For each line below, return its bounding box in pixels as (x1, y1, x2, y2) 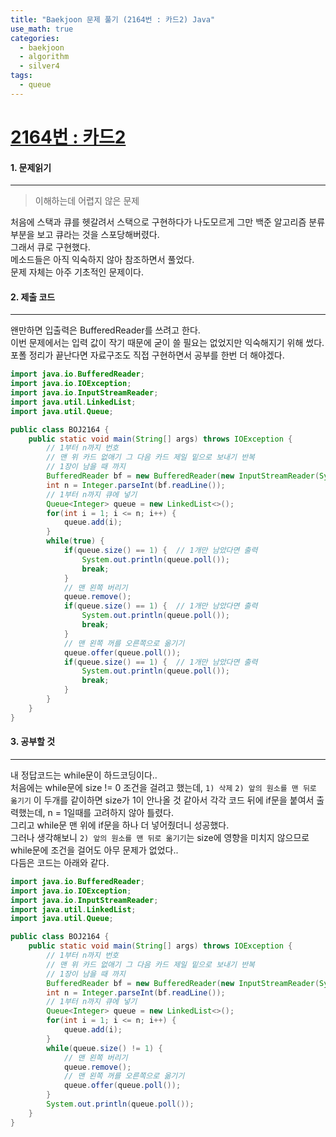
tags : (10, 71, 33, 81)
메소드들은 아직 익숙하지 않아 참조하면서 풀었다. (10, 254, 195, 266)
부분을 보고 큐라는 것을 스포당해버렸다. (10, 229, 160, 241)
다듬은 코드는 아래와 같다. (10, 856, 110, 868)
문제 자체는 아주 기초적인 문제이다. (10, 266, 144, 278)
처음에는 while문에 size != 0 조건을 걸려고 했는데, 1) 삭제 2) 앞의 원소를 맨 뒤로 (10, 781, 317, 793)
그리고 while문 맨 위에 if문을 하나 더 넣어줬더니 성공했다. (10, 819, 230, 831)
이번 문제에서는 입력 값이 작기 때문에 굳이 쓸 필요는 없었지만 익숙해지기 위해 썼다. (10, 337, 325, 349)
